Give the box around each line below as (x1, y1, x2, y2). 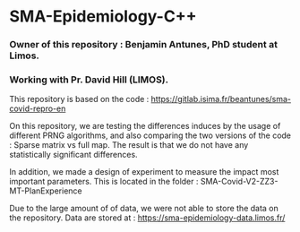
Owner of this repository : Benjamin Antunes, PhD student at (9, 39, 278, 51)
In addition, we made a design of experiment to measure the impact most (9, 167, 279, 177)
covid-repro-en (9, 103, 66, 114)
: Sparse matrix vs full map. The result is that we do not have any (9, 140, 249, 150)
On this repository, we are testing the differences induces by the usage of (9, 121, 281, 132)
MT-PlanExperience (9, 185, 82, 196)
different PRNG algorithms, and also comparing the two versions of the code (9, 130, 292, 141)
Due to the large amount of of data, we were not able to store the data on (9, 203, 279, 214)
